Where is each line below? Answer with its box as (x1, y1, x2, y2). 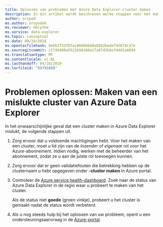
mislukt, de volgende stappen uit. (5, 128, 72, 134)
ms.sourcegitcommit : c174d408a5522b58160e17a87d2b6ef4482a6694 (5, 48, 136, 52)
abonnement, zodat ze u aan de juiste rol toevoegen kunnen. (12, 153, 133, 159)
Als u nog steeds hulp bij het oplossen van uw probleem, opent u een (12, 211, 151, 217)
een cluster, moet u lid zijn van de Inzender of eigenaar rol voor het (12, 143, 147, 148)
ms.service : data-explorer (5, 30, 60, 34)
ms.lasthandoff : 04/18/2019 (5, 61, 62, 66)
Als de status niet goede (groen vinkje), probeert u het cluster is (12, 197, 140, 203)
